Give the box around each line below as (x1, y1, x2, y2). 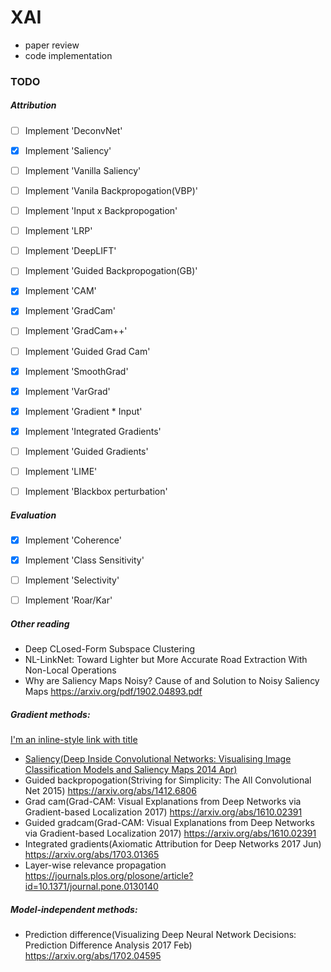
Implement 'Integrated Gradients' (24, 425, 162, 437)
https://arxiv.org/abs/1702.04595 (24, 950, 162, 962)
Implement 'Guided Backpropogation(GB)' (24, 265, 198, 277)
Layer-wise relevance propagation (24, 859, 167, 871)
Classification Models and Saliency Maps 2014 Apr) (24, 764, 238, 776)
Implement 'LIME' (24, 465, 98, 477)
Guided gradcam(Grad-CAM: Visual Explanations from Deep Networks (24, 817, 315, 829)
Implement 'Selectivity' (24, 574, 120, 586)
